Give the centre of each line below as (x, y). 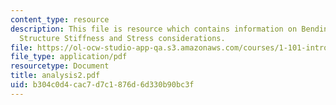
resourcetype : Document (60, 66)
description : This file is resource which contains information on (154, 29)
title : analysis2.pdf (55, 76)
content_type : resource (60, 19)
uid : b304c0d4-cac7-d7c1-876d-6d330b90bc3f (102, 85)
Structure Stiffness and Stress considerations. (122, 38)
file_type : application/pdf (69, 57)
